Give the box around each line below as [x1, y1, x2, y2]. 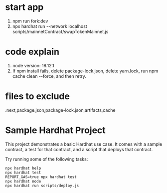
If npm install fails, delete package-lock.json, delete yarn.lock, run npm [12, 68, 159, 74]
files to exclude [5, 91, 70, 102]
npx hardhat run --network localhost [12, 23, 87, 29]
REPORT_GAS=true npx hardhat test [5, 174, 77, 180]
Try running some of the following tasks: [5, 156, 88, 162]
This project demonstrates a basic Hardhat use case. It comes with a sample [5, 141, 163, 147]
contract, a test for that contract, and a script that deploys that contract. [5, 146, 153, 152]
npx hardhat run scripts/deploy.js [5, 183, 79, 188]
